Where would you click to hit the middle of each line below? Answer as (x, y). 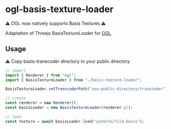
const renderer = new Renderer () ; (42, 103)
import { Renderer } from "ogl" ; (41, 75)
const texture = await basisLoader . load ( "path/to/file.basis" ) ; (75, 121)
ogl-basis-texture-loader (59, 9)
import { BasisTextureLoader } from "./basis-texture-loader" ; (74, 80)
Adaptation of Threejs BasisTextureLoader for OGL (58, 33)
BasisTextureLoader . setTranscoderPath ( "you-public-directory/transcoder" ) (86, 89)
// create (16, 98)
